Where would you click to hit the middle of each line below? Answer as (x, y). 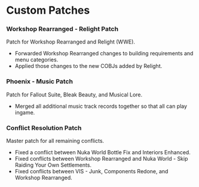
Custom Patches (48, 10)
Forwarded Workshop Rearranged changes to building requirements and (104, 54)
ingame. (25, 112)
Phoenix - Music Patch (40, 82)
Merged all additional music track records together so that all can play (101, 106)
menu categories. (36, 60)
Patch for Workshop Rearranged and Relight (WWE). (71, 42)
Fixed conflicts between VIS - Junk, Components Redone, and (91, 172)
